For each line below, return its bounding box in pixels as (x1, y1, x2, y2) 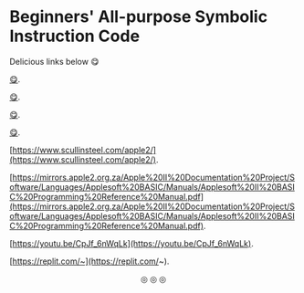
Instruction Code (9, 26, 140, 47)
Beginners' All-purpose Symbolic (9, 6, 267, 27)
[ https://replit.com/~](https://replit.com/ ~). (9, 256, 170, 267)
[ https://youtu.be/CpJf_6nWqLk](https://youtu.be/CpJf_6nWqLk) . (9, 237, 254, 248)
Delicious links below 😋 (9, 56, 100, 67)
